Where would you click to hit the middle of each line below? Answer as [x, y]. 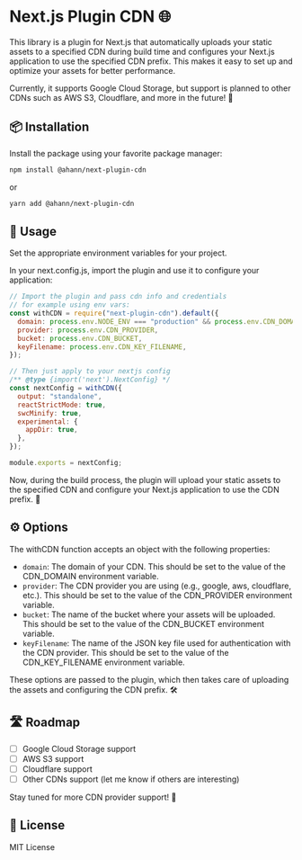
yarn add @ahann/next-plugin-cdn [72, 203]
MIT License [32, 847]
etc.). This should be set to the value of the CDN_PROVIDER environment [157, 595]
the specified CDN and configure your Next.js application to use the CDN [145, 489]
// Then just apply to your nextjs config [90, 372]
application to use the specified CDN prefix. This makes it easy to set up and [151, 61]
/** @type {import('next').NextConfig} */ [90, 380]
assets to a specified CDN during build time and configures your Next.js [142, 51]
